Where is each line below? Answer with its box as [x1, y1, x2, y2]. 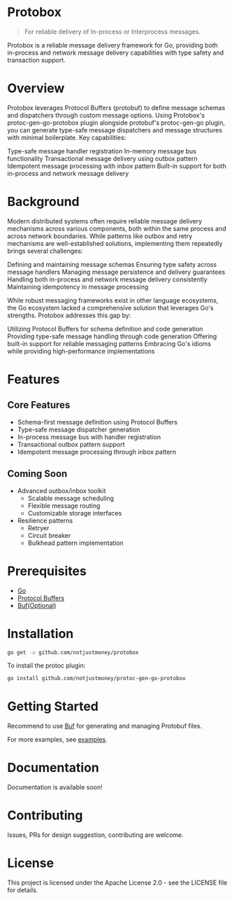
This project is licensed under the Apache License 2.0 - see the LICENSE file [7, 878, 228, 887]
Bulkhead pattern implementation [27, 539, 124, 547]
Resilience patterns [17, 516, 73, 525]
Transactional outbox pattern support [17, 440, 125, 448]
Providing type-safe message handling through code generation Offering [7, 332, 217, 340]
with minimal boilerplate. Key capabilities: [7, 133, 126, 141]
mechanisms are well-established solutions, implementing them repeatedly [7, 239, 223, 247]
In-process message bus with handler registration [17, 432, 161, 441]
